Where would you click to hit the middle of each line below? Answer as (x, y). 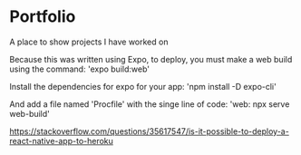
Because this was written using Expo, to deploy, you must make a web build (151, 59)
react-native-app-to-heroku (61, 140)
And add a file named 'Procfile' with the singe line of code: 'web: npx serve (150, 104)
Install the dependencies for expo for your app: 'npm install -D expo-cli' (143, 86)
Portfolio (43, 17)
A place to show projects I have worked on (89, 42)
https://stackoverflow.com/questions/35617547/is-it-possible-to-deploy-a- (150, 131)
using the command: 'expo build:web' (79, 69)
